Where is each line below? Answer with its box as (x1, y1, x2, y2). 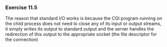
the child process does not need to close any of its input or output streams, (5, 20, 161, 26)
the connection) (5, 36, 38, 42)
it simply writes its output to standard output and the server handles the (5, 26, 154, 32)
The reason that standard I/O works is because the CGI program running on (5, 15, 162, 21)
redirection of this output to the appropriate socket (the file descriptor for (5, 31, 157, 37)
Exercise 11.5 (5, 4, 38, 11)
